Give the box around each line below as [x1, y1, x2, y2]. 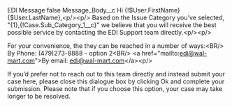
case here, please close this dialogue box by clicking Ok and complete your [7, 77, 225, 85]
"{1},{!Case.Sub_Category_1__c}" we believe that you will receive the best [7, 21, 217, 29]
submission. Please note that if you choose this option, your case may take [7, 85, 223, 92]
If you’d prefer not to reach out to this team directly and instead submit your [7, 70, 226, 78]
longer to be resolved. [7, 92, 71, 100]
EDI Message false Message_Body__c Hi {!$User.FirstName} [7, 6, 180, 14]
